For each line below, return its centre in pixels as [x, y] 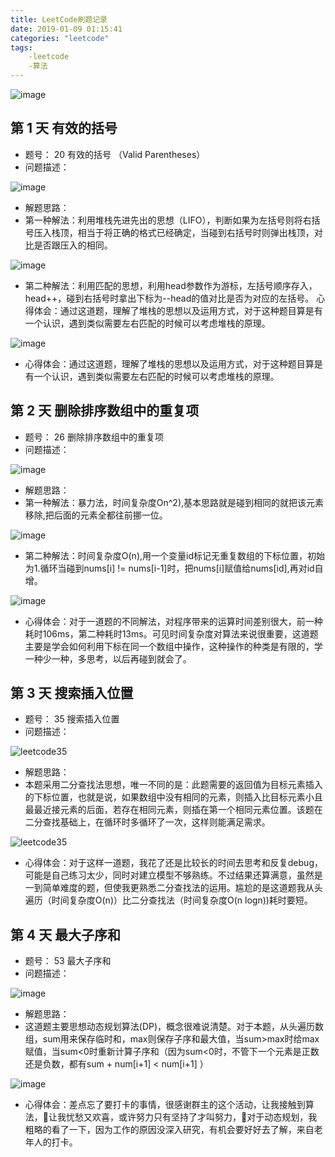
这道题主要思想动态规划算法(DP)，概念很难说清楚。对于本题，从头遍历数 [174, 1027]
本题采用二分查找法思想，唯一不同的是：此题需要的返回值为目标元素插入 [173, 785]
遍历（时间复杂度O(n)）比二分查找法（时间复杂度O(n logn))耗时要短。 [168, 900]
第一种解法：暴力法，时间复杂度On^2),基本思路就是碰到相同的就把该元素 [174, 502]
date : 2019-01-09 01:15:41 [66, 29]
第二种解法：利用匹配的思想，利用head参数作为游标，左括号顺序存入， [171, 285]
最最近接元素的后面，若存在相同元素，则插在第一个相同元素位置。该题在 [173, 810]
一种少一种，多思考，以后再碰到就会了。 [108, 658]
